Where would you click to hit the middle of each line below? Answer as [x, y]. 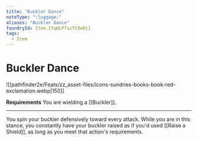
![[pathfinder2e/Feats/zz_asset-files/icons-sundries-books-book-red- [91, 84]
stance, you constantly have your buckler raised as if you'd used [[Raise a [96, 125]
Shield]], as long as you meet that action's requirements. [75, 132]
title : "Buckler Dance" [35, 12]
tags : [13, 34]
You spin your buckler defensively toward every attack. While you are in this [98, 119]
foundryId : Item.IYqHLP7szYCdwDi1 [49, 28]
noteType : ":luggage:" [34, 17]
